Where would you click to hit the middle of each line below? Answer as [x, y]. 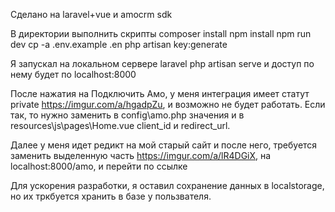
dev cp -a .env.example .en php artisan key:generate [119, 44]
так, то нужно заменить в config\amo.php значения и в [127, 115]
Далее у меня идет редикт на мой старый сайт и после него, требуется [164, 145]
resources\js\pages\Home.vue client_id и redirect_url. [120, 125]
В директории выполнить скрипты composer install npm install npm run [161, 33]
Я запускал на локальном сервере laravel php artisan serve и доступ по [162, 63]
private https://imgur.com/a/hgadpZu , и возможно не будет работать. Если [168, 104]
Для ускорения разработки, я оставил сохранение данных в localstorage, [167, 185]
